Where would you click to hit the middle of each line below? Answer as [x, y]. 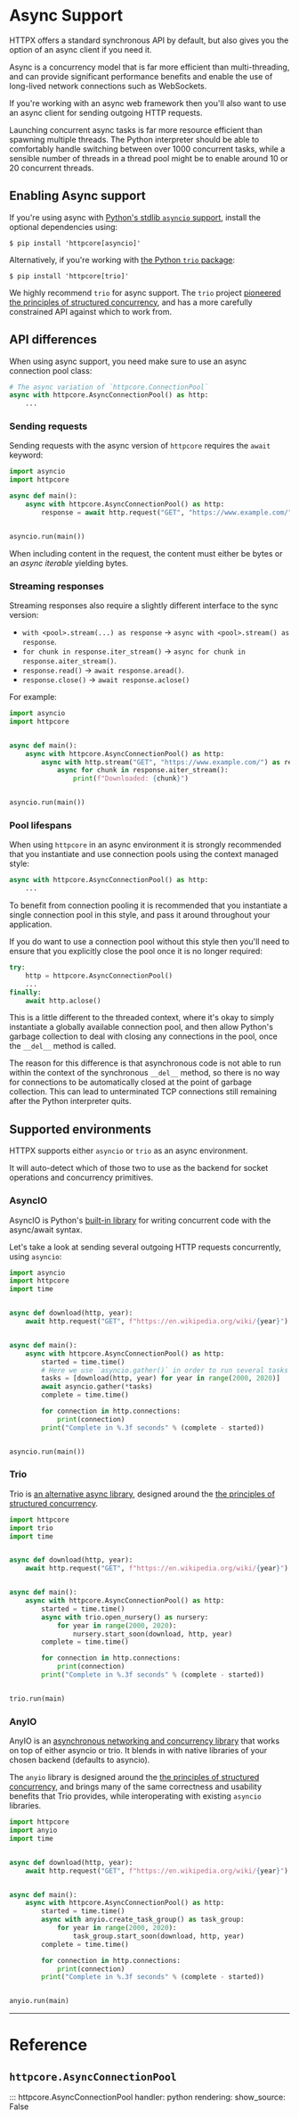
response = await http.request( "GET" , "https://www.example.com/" [167, 512]
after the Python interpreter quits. [70, 1101]
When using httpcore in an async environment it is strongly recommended [145, 845]
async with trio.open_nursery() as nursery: [125, 1617]
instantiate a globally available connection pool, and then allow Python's [141, 1027]
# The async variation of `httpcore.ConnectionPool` [109, 387]
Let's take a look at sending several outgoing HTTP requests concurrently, [145, 1247]
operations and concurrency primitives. [81, 1177]
